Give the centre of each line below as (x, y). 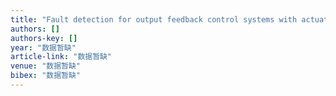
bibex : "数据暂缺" (46, 76)
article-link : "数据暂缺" (61, 57)
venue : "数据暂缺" (46, 66)
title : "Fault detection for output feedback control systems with (154, 19)
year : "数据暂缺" (43, 47)
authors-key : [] (44, 38)
